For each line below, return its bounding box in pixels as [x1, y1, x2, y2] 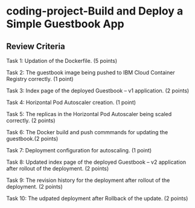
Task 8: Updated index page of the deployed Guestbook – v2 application [6, 158, 187, 166]
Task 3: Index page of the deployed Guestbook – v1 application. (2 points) [6, 87, 190, 94]
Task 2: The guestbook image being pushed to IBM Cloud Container [6, 69, 175, 76]
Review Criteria [6, 41, 65, 51]
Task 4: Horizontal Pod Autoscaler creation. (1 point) [6, 99, 136, 106]
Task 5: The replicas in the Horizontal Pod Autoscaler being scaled [6, 111, 172, 117]
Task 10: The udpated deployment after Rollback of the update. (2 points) [6, 195, 188, 202]
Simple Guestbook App [6, 17, 125, 31]
